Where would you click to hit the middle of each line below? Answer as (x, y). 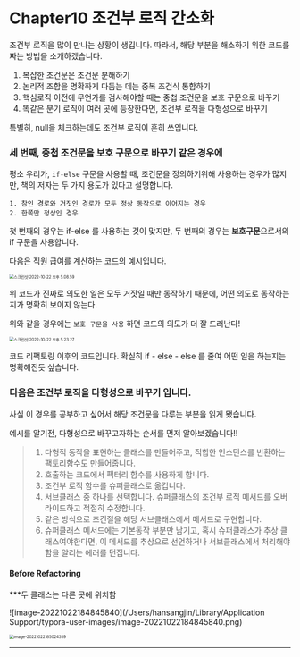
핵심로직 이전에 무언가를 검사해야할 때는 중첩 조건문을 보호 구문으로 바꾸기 (151, 97)
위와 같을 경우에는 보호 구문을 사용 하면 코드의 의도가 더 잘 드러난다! (125, 324)
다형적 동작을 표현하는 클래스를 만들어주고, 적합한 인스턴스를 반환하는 (165, 451)
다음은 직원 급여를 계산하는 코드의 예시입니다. (88, 261)
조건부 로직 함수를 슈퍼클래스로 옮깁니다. (115, 485)
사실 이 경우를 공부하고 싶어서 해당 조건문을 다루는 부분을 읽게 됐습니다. (133, 414)
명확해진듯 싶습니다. (44, 367)
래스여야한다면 (70, 541)
